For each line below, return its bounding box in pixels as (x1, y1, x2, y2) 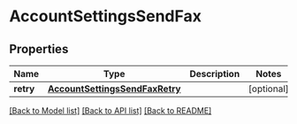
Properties (9, 42, 69, 57)
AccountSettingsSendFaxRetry (47, 82, 181, 95)
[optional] (247, 82, 289, 95)
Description (189, 68, 240, 80)
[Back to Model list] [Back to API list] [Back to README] (9, 105, 212, 116)
